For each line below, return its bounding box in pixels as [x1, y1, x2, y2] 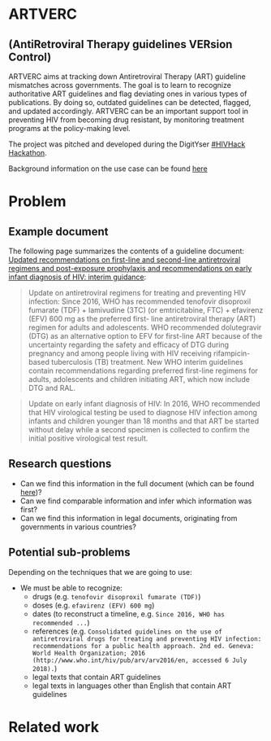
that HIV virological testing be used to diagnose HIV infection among [28, 408, 257, 417]
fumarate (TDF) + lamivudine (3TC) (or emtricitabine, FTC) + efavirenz [28, 305, 264, 314]
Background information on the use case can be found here [8, 164, 209, 173]
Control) [8, 50, 52, 64]
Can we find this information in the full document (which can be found [19, 478, 255, 489]
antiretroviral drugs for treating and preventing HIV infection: [32, 634, 262, 643]
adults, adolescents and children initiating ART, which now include [28, 375, 250, 384]
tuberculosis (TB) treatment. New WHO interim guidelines [51, 357, 243, 366]
